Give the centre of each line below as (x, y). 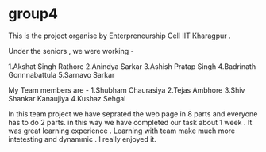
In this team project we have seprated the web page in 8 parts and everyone (133, 114)
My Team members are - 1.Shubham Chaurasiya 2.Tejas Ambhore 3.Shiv (127, 90)
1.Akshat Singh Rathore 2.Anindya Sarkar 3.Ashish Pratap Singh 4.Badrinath (132, 66)
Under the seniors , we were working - (71, 51)
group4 (33, 14)
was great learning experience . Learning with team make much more (122, 131)
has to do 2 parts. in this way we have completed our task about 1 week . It (130, 122)
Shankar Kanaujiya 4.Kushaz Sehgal (67, 98)
